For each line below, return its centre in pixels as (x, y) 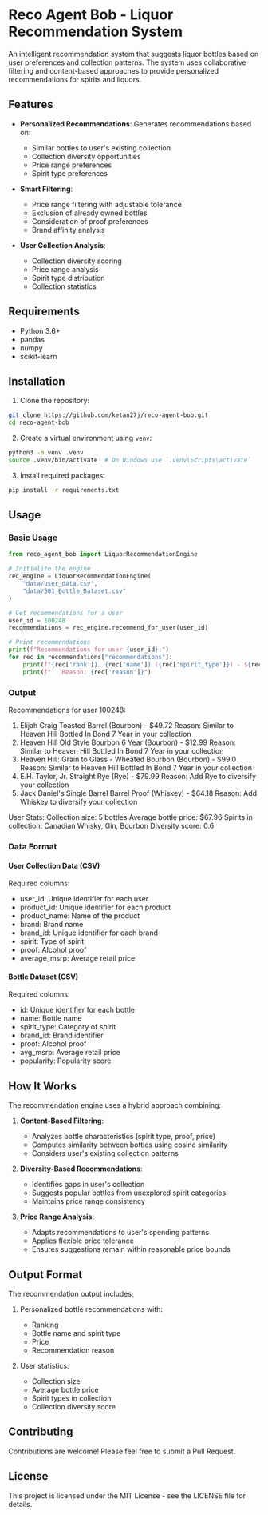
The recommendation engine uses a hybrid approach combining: (115, 1105)
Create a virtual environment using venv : (86, 438)
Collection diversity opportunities (86, 156)
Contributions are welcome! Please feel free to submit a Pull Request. (122, 1451)
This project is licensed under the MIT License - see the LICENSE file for (127, 1495)
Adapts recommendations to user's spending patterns (120, 1233)
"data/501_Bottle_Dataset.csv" (75, 591)
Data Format (33, 846)
